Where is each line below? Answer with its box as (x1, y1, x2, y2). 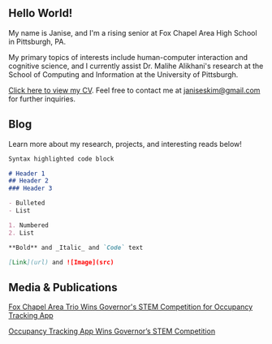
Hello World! (8, 6, 73, 20)
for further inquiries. (8, 93, 76, 104)
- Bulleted (8, 199, 45, 208)
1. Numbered (8, 221, 49, 230)
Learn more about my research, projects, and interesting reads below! (8, 139, 242, 148)
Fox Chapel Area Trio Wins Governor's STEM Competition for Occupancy (8, 302, 253, 312)
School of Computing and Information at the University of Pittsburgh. (8, 69, 239, 80)
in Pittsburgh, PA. (8, 37, 67, 46)
